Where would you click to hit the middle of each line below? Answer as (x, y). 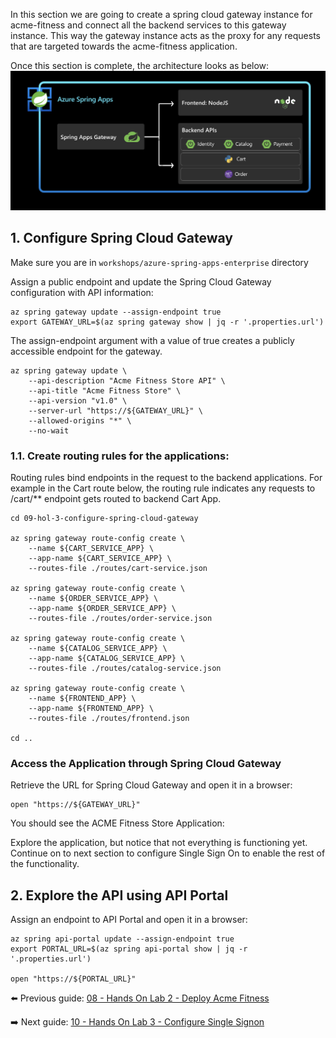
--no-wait (49, 430)
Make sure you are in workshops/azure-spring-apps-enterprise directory (159, 262)
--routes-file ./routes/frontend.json (109, 719)
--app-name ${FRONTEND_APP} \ (91, 709)
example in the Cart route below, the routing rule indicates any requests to (163, 488)
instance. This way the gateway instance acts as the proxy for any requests (165, 35)
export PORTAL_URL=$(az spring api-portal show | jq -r (129, 949)
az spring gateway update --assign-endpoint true (116, 312)
